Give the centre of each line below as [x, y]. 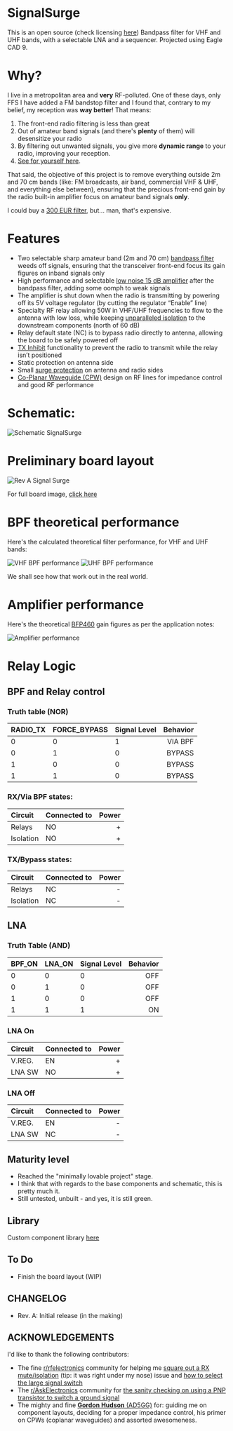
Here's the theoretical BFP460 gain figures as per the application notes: [111, 624]
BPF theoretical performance [93, 522]
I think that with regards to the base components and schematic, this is [120, 1184]
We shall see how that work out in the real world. [78, 576]
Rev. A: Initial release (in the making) [70, 1315]
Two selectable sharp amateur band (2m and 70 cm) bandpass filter [116, 258]
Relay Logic [42, 666]
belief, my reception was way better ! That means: [79, 109]
